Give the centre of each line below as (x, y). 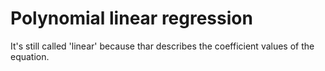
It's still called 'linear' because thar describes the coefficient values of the (162, 46)
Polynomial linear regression (131, 18)
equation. (30, 56)
